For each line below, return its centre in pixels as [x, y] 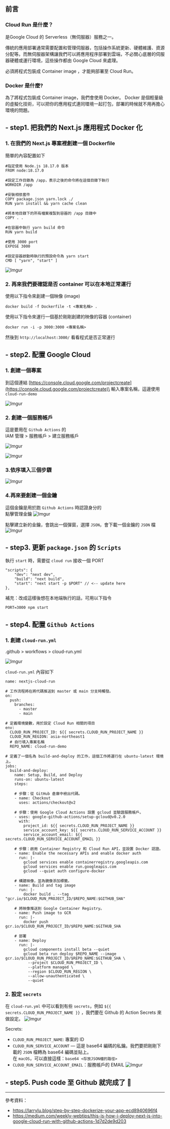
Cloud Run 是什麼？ [29, 25]
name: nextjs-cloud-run [30, 681]
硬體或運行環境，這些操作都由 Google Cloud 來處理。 [65, 60]
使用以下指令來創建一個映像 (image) [43, 296]
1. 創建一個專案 [24, 370]
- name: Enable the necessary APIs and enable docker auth [78, 853]
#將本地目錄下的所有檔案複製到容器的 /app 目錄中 [51, 213]
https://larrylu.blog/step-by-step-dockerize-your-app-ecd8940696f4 [85, 1111]
